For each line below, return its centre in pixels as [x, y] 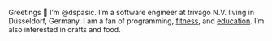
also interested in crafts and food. [65, 29]
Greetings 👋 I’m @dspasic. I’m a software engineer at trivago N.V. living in [131, 12]
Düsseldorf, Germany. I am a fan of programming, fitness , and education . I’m [136, 21]
